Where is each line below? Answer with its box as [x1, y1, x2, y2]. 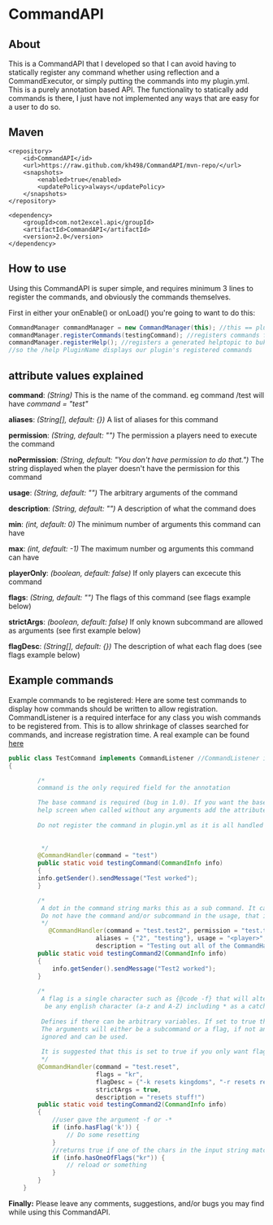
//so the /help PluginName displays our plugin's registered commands [8, 347, 253, 355]
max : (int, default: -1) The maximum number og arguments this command [8, 543, 254, 553]
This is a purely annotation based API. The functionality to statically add [8, 85, 249, 94]
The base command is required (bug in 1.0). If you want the [37, 799, 249, 807]
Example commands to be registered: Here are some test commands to [8, 695, 247, 704]
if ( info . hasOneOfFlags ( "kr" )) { [51, 1153, 165, 1162]
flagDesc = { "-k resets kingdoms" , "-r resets [95, 1078, 256, 1086]
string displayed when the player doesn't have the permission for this [8, 463, 240, 473]
